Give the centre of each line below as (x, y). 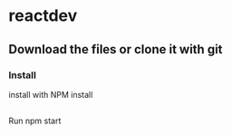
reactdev (43, 16)
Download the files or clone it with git (116, 49)
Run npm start (35, 121)
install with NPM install (51, 94)
